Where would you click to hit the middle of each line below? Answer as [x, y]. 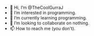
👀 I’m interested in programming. [43, 13]
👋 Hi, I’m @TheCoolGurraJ [36, 8]
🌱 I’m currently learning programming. [48, 18]
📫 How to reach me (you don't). [42, 28]
